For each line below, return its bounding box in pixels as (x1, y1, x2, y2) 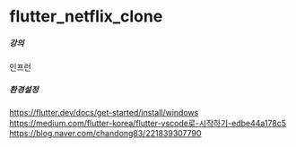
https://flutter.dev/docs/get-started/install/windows (9, 108, 199, 118)
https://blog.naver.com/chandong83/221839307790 (9, 128, 202, 139)
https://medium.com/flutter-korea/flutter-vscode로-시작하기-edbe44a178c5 (9, 118, 287, 129)
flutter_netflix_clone (9, 6, 163, 27)
